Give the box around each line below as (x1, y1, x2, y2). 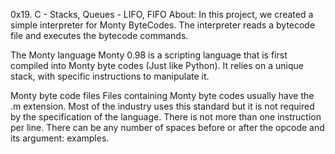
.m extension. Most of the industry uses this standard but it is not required (10, 100, 315, 112)
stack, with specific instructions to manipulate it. (10, 70, 210, 82)
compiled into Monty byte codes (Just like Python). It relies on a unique (10, 60, 304, 71)
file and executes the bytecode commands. (10, 30, 189, 41)
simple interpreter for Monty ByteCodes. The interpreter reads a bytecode (10, 19, 316, 31)
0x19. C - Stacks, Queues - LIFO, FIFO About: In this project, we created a (10, 9, 314, 20)
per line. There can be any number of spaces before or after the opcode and (10, 122, 325, 133)
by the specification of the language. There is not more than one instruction (10, 111, 322, 123)
